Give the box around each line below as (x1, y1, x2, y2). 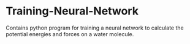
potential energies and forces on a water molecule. (6, 30, 134, 37)
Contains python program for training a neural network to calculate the (6, 24, 184, 31)
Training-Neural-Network (6, 4, 139, 18)
